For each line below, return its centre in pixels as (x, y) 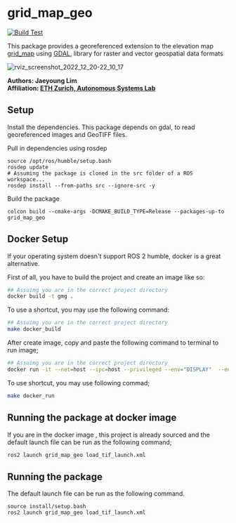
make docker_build (34, 329)
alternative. (24, 263)
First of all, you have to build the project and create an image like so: (106, 277)
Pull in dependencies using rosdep (57, 148)
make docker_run (31, 396)
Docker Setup (38, 239)
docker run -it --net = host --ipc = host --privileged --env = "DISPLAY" (110, 369)
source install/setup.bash (47, 507)
